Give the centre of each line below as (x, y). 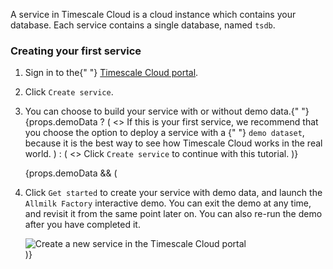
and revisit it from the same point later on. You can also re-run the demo (173, 214)
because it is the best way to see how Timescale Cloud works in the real (173, 143)
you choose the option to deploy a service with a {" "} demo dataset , (164, 133)
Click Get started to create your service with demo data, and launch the (173, 193)
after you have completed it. (82, 225)
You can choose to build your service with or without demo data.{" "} (167, 111)
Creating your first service (76, 51)
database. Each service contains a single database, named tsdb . (143, 25)
